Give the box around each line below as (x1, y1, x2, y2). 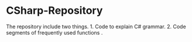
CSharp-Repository (6, 4, 103, 17)
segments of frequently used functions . (6, 29, 103, 36)
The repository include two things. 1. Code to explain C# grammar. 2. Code (6, 23, 186, 30)
